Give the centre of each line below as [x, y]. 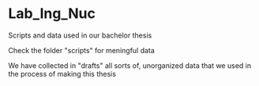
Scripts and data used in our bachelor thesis [80, 35]
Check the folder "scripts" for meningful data [82, 50]
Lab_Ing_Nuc [52, 14]
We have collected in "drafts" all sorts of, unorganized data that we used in [129, 65]
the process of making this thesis [62, 73]
